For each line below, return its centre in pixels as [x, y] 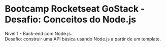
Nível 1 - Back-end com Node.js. [38, 33]
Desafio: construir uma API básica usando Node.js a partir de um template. [83, 39]
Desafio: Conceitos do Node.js [71, 19]
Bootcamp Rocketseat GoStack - [75, 9]
